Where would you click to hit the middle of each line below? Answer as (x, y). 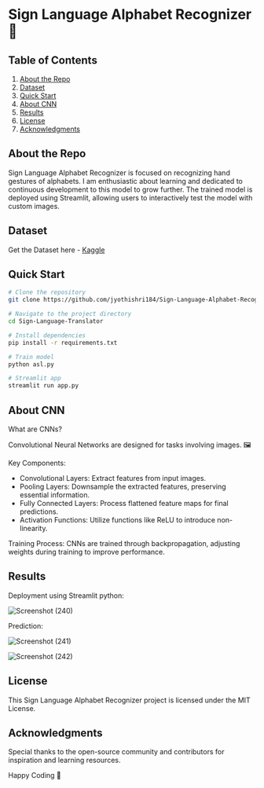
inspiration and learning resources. (64, 761)
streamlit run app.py (44, 386)
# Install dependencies (47, 335)
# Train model (31, 357)
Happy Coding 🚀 (35, 775)
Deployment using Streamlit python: (66, 596)
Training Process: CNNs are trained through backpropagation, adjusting (124, 543)
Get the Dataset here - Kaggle (57, 250)
